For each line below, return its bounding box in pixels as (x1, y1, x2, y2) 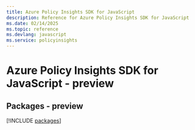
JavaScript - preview (6, 77, 115, 90)
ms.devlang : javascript (6, 32, 67, 38)
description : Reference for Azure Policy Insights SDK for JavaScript (6, 15, 190, 21)
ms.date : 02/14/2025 (6, 20, 59, 26)
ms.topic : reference (6, 26, 59, 32)
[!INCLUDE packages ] (6, 117, 62, 124)
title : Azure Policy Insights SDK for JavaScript (6, 9, 135, 15)
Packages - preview (6, 101, 83, 111)
